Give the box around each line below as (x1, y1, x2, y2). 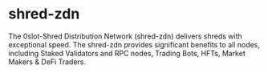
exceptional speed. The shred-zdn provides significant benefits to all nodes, (8, 39, 261, 49)
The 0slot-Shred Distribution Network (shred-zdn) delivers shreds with (8, 31, 242, 41)
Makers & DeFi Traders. (8, 57, 87, 67)
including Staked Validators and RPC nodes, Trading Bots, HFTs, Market (8, 48, 246, 58)
